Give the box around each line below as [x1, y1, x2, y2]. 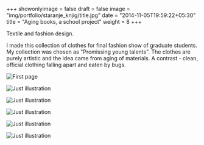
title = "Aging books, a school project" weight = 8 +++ [6, 18, 142, 25]
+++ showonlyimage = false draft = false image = [6, 5, 131, 12]
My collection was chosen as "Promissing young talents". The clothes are [6, 48, 191, 55]
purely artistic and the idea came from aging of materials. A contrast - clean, [6, 55, 199, 62]
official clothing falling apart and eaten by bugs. [6, 61, 126, 68]
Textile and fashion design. [6, 30, 74, 37]
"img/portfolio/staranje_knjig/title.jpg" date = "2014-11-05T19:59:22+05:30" [6, 12, 196, 19]
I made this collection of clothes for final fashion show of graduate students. [6, 42, 198, 49]
